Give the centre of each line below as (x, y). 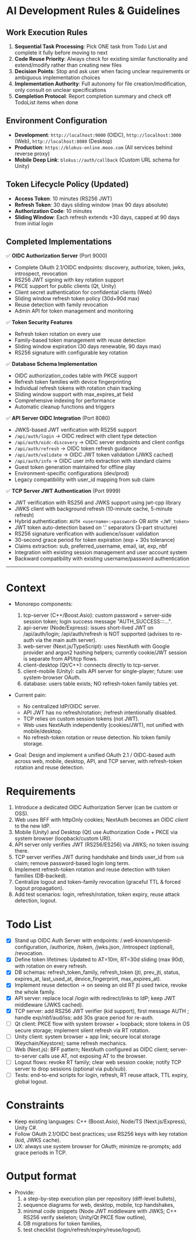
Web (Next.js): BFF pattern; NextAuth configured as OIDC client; (92, 1049)
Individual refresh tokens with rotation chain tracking (78, 388)
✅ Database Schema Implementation (52, 364)
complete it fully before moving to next (61, 53)
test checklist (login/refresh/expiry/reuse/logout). (82, 1230)
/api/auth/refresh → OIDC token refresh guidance (76, 448)
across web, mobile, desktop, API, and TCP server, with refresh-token (98, 761)
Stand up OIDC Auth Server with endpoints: (67, 941)
